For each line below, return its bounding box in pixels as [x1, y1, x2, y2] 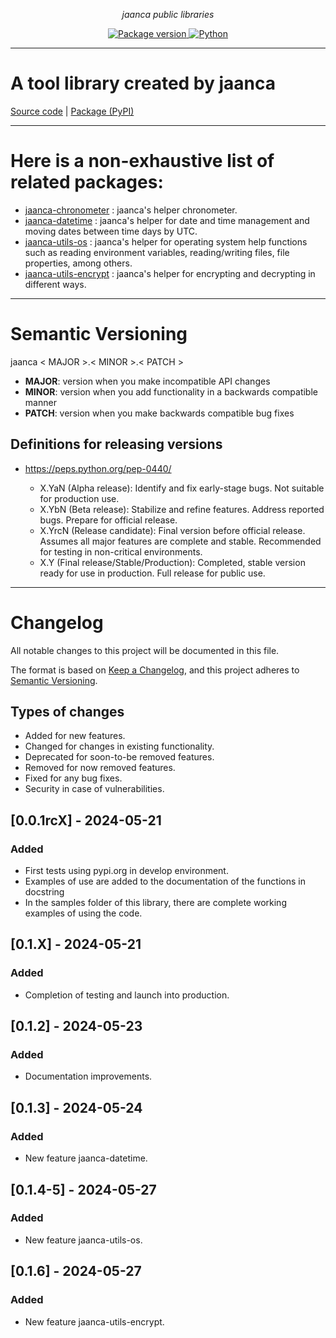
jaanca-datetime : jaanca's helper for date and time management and [24, 214, 310, 226]
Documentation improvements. [24, 1070, 153, 1083]
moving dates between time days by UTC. [24, 225, 198, 237]
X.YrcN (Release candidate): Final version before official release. [39, 524, 306, 536]
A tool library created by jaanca [10, 72, 277, 95]
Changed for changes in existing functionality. [24, 740, 215, 753]
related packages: [10, 171, 164, 194]
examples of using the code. [24, 907, 143, 919]
